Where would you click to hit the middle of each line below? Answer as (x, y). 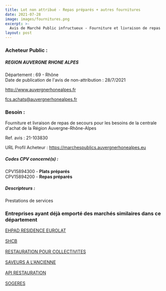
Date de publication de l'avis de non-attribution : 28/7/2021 (65, 80)
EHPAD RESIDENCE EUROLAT (36, 231)
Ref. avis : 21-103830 (27, 138)
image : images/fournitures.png (37, 19)
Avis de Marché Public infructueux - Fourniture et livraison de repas (85, 28)
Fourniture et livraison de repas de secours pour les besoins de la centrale (81, 123)
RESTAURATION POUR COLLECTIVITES (46, 252)
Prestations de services (29, 201)
